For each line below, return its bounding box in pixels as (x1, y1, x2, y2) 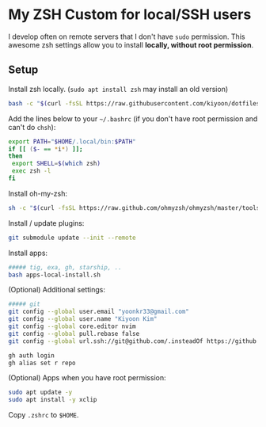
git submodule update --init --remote (8, 234, 136, 242)
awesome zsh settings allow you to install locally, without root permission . (8, 40, 254, 49)
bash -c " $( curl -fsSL (8, 99, 83, 108)
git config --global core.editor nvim (8, 322, 136, 330)
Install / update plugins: (8, 218, 85, 227)
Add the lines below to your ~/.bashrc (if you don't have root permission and (8, 113, 258, 124)
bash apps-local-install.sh (8, 271, 101, 279)
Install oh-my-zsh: (8, 189, 68, 198)
